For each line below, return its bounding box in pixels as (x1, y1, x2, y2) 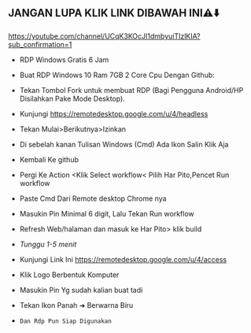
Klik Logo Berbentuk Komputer (19, 270, 120, 279)
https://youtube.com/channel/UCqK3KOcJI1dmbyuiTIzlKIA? (8, 31, 201, 41)
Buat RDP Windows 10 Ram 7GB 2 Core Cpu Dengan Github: (19, 70, 215, 80)
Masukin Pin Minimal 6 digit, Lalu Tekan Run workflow (19, 209, 194, 218)
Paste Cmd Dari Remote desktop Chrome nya (19, 194, 167, 203)
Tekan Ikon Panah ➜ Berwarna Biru (19, 300, 134, 309)
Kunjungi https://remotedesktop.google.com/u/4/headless (19, 109, 209, 118)
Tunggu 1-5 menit (19, 239, 77, 249)
